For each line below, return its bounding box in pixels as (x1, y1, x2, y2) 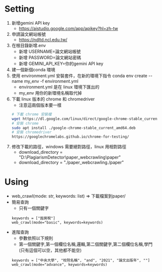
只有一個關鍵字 (18, 205, 49, 211)
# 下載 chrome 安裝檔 (11, 112, 52, 117)
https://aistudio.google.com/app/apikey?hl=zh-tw (18, 25, 118, 31)
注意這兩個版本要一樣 (18, 102, 62, 108)
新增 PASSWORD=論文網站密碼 (18, 54, 81, 60)
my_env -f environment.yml (24, 78, 79, 84)
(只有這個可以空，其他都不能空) (18, 247, 82, 253)
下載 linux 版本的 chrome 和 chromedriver (11, 96, 95, 102)
